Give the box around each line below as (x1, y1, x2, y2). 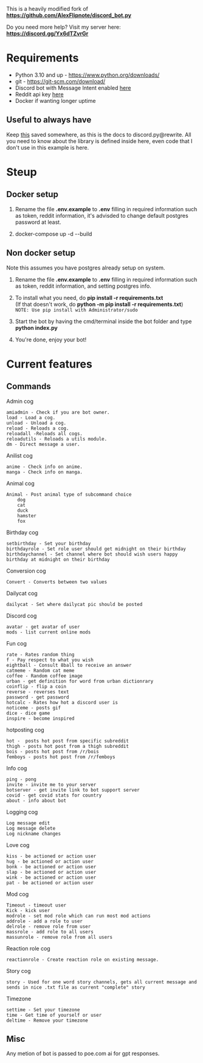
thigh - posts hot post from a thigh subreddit (6, 743, 129, 749)
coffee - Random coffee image (6, 672, 83, 679)
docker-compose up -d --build (15, 230, 92, 237)
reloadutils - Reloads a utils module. (6, 436, 108, 442)
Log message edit (6, 820, 50, 826)
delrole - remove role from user (6, 923, 91, 930)
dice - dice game (6, 710, 50, 716)
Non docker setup (6, 248, 76, 258)
